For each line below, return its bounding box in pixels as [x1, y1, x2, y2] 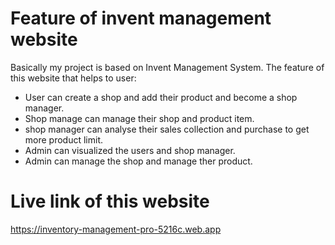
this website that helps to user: [10, 72, 137, 84]
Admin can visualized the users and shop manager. [24, 144, 236, 156]
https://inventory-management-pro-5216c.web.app [10, 223, 222, 235]
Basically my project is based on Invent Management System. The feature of [10, 61, 325, 73]
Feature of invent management [10, 7, 272, 30]
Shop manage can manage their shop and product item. [24, 112, 255, 124]
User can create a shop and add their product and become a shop [24, 91, 298, 103]
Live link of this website [10, 190, 210, 213]
